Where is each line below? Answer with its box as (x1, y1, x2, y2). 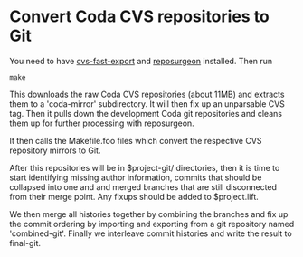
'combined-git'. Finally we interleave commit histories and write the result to (9, 228, 292, 239)
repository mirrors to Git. (9, 145, 101, 156)
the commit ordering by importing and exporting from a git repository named (9, 218, 295, 229)
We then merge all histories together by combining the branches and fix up (9, 208, 289, 219)
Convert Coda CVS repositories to (9, 6, 270, 27)
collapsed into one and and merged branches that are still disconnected (9, 181, 278, 192)
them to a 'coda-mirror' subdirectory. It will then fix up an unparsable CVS (9, 98, 285, 109)
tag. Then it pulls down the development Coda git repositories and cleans (9, 108, 283, 119)
